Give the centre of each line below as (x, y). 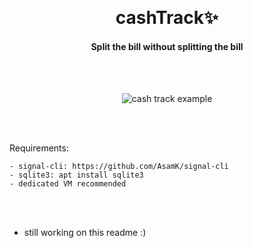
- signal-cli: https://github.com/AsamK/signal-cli (119, 167)
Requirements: (39, 148)
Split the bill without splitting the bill (167, 46)
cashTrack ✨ (167, 18)
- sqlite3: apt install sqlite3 (76, 175)
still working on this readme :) (85, 233)
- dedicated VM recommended (68, 184)
